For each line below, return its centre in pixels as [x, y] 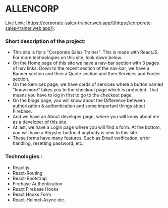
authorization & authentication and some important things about [79, 106]
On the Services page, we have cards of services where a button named [88, 84]
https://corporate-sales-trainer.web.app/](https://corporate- [90, 23]
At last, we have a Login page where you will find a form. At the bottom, [87, 127]
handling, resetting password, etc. [48, 143]
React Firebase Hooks [36, 189]
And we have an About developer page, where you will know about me [86, 117]
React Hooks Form [32, 194]
